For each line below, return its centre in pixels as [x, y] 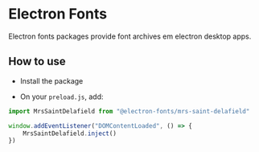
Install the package [51, 80]
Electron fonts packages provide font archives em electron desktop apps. [130, 36]
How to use [37, 62]
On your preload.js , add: [62, 97]
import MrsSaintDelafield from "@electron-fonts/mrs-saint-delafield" [129, 111]
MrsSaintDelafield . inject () [70, 134]
